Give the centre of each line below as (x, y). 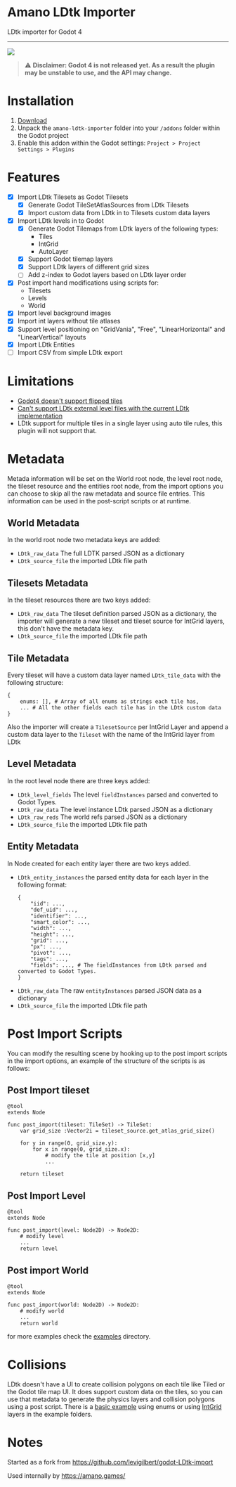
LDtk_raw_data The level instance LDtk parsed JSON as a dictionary (115, 809)
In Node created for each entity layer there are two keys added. (99, 863)
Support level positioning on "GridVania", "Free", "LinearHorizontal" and (121, 329)
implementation (40, 416)
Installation (41, 101)
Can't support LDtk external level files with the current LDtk (103, 408)
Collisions (37, 1365)
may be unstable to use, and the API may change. (98, 72)
